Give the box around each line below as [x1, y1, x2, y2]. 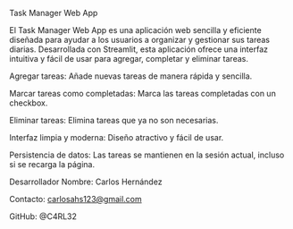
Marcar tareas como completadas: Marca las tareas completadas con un [9, 89, 277, 98]
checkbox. [9, 98, 48, 108]
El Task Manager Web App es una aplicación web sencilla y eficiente [9, 25, 262, 35]
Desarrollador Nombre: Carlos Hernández [9, 176, 163, 187]
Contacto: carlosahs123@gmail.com [9, 194, 142, 204]
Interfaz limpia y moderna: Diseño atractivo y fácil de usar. [9, 132, 224, 142]
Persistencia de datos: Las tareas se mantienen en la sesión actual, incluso [9, 149, 285, 160]
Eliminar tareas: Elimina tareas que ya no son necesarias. [9, 115, 219, 125]
